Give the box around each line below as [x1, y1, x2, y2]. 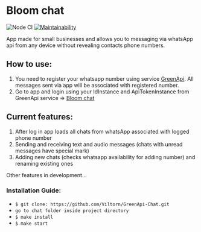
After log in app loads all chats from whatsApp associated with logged [14, 128, 190, 135]
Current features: [6, 112, 74, 122]
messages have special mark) [14, 147, 89, 154]
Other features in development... [6, 171, 87, 178]
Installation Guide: [6, 186, 62, 195]
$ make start [14, 221, 48, 227]
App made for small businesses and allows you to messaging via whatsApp [6, 35, 193, 42]
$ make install [14, 214, 54, 220]
